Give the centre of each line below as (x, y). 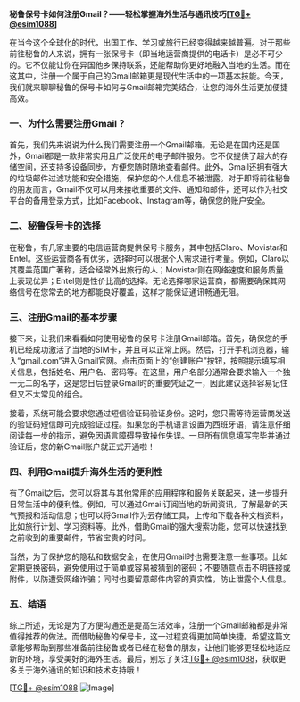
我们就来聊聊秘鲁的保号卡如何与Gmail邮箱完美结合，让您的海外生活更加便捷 (149, 87)
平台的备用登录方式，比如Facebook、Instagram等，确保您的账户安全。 (140, 201)
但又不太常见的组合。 (48, 394)
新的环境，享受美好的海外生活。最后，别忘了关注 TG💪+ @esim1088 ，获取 (144, 659)
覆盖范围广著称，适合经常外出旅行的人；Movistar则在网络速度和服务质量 (150, 269)
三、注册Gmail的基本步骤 (63, 317)
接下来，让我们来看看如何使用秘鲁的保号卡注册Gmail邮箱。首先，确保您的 (145, 338)
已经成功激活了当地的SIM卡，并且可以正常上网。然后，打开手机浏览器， (149, 349)
